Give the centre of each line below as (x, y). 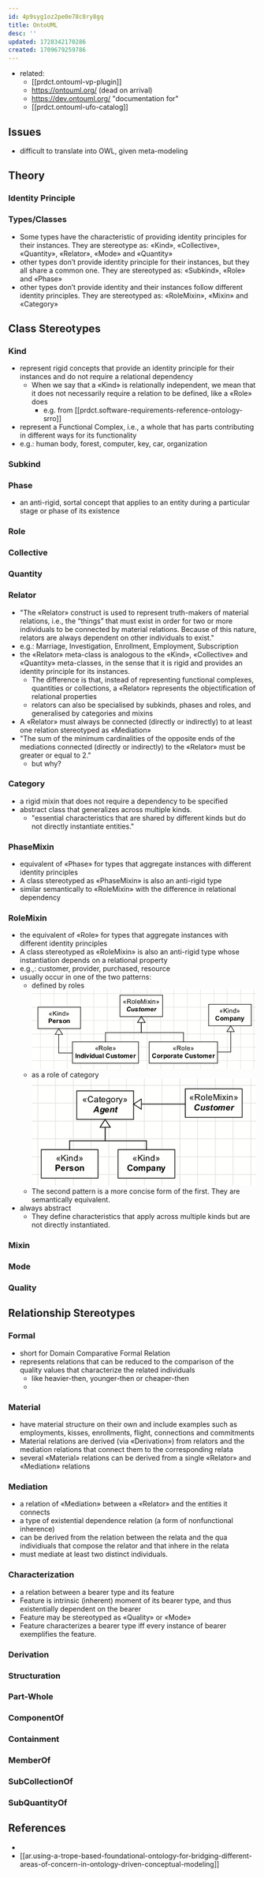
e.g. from (58, 410)
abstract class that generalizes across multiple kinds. (106, 809)
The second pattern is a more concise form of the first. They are (136, 1191)
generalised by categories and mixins (92, 713)
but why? (46, 763)
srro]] (52, 419)
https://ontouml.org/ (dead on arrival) (92, 90)
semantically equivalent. (71, 1200)
